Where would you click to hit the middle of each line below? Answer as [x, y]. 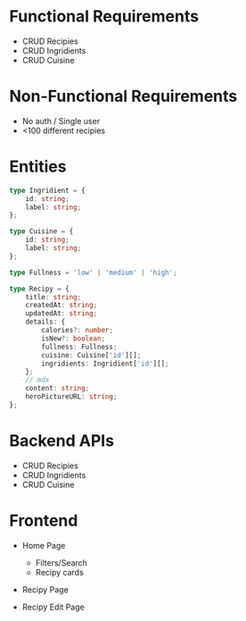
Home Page [44, 545]
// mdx [37, 380]
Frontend [44, 520]
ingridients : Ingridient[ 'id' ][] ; [105, 364]
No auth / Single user [61, 121]
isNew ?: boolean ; [73, 338]
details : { [45, 322]
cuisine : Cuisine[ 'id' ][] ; [91, 355]
